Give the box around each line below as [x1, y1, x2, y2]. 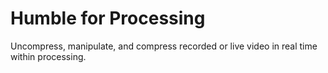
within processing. [10, 50, 87, 62]
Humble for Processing [10, 7, 206, 30]
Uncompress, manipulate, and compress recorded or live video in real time [10, 40, 318, 52]
